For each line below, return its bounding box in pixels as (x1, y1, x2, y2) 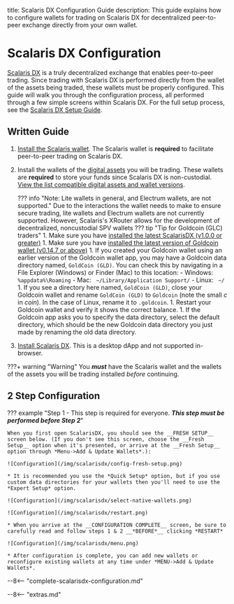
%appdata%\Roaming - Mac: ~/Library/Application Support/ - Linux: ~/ (17, 276, 225, 284)
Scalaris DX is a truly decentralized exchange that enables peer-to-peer (7, 68, 214, 76)
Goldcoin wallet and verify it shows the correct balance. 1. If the (17, 305, 201, 314)
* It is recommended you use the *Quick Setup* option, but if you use (7, 472, 220, 479)
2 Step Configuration (7, 390, 100, 402)
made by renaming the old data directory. (17, 328, 137, 336)
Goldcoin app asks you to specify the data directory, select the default (17, 313, 220, 321)
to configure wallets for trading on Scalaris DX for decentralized (7, 13, 191, 22)
